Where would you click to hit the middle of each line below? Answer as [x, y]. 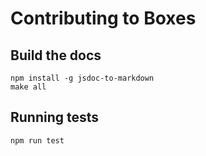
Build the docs [56, 55]
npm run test [37, 140]
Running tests [55, 117]
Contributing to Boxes [103, 18]
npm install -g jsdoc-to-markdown [82, 78]
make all [28, 87]
